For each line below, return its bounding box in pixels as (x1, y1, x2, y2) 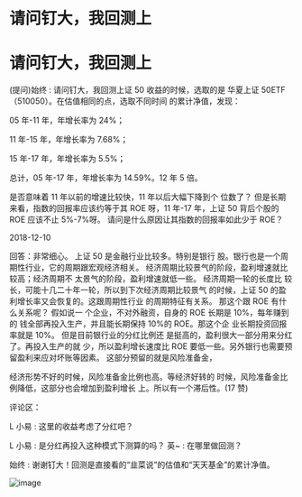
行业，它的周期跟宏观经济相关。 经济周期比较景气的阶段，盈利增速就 (24, 262, 280, 273)
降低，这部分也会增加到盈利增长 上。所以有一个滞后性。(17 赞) (16, 382, 249, 393)
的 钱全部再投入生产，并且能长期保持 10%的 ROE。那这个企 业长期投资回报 (9, 318, 288, 329)
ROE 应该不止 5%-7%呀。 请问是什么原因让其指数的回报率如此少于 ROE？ (9, 214, 284, 225)
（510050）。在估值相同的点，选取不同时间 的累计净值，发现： (9, 96, 241, 106)
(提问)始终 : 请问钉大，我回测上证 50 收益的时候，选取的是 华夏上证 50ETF (9, 85, 286, 96)
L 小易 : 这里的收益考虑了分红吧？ (9, 421, 133, 432)
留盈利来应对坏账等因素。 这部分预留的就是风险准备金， (9, 353, 217, 364)
